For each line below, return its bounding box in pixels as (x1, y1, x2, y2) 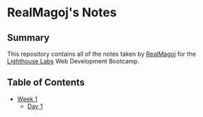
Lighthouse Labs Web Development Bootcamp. (7, 57, 140, 65)
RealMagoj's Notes (7, 5, 118, 20)
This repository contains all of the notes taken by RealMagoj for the (7, 50, 196, 58)
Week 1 (16, 95, 38, 103)
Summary (7, 32, 50, 44)
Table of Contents (7, 77, 85, 88)
